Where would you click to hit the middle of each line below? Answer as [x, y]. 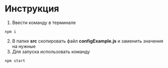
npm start [15, 60]
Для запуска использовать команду [51, 51]
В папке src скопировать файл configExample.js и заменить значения [88, 41]
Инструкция [32, 9]
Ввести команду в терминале [44, 22]
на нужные [24, 46]
